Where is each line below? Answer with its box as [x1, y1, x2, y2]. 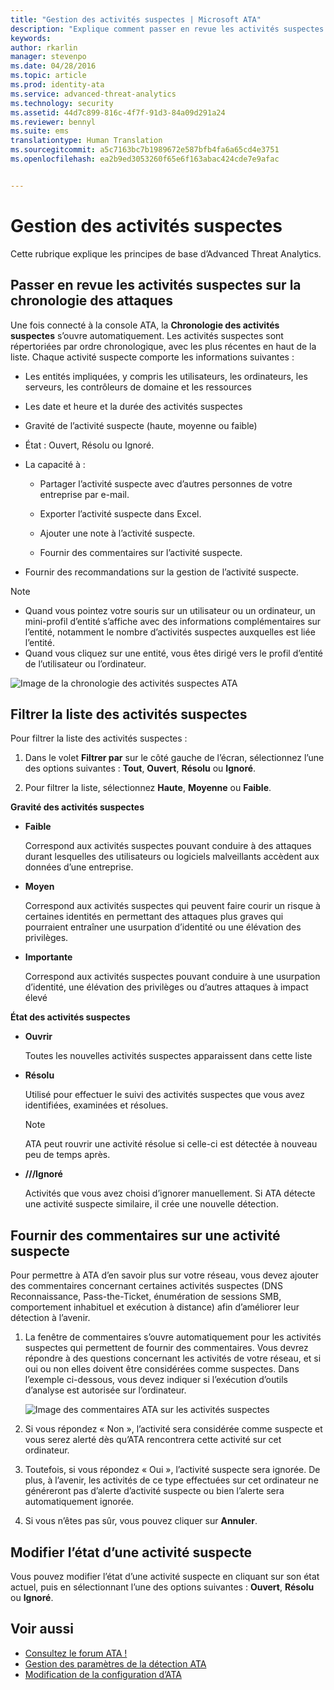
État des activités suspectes [10, 1011, 131, 1023]
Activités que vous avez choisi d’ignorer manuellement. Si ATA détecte [24, 1187, 316, 1200]
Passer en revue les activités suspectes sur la [10, 277, 302, 294]
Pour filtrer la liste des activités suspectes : [10, 732, 188, 745]
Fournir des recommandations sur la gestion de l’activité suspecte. [24, 566, 300, 578]
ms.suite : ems [10, 126, 70, 136]
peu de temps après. [24, 1149, 111, 1161]
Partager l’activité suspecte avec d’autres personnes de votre [39, 477, 293, 490]
